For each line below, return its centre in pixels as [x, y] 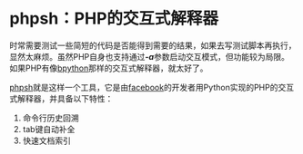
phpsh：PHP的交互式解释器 [114, 19]
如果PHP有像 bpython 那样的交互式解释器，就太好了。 [109, 68]
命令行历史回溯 [50, 118]
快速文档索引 [46, 140]
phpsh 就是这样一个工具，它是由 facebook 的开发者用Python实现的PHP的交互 [151, 87]
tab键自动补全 [49, 129]
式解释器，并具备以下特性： [61, 98]
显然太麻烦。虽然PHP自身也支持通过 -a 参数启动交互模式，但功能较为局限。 [149, 56]
